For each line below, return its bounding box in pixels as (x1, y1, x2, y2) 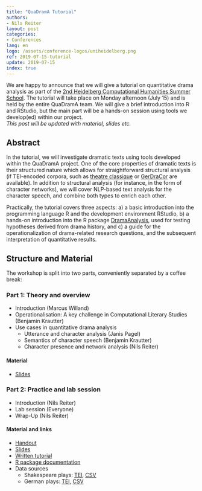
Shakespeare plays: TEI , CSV (24, 472, 96, 478)
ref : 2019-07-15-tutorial (6, 54, 71, 60)
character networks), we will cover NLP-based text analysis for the (6, 185, 172, 193)
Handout (14, 439, 37, 446)
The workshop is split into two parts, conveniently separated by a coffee (6, 269, 186, 277)
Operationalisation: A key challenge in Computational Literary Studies (14, 311, 188, 318)
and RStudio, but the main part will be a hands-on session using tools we (6, 107, 188, 115)
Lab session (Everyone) (14, 405, 74, 412)
